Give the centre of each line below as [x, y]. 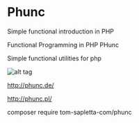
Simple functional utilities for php [55, 58]
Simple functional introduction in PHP [61, 31]
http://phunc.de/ [31, 85]
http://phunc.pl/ [30, 99]
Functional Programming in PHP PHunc [63, 44]
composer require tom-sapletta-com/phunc [69, 112]
